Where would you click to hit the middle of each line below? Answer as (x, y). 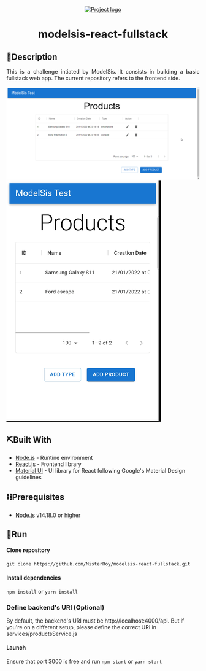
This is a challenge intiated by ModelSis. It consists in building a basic (103, 72)
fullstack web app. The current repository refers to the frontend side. (93, 78)
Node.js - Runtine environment (54, 457)
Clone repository (28, 550)
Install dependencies (34, 578)
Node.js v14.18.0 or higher (48, 515)
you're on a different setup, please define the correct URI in (82, 627)
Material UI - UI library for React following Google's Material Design (100, 470)
